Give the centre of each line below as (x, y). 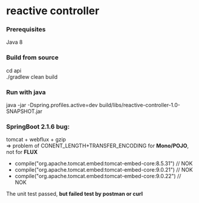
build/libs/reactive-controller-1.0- (140, 105)
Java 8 (14, 42)
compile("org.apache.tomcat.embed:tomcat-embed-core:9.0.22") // (98, 176)
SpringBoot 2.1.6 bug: (38, 127)
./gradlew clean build (32, 77)
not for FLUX (22, 152)
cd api (14, 70)
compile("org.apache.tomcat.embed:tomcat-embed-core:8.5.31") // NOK (104, 163)
